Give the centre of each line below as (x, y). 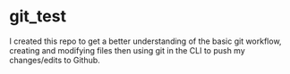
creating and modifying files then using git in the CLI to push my (128, 50)
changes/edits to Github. (55, 60)
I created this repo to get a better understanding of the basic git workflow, (145, 41)
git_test (38, 16)
